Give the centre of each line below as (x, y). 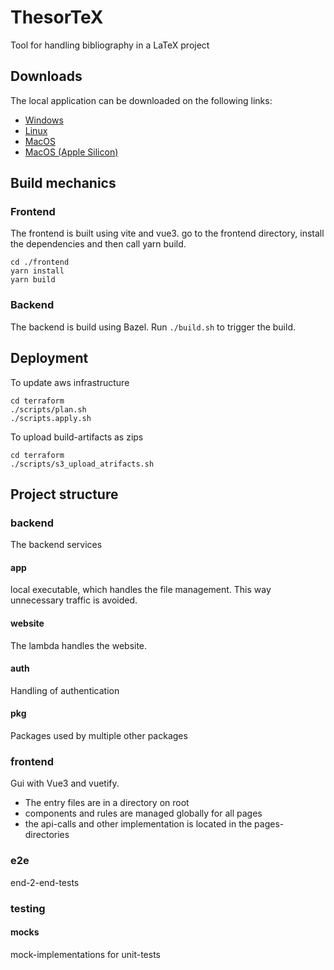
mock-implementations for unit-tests (85, 954)
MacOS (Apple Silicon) (71, 152)
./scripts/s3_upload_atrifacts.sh (82, 464)
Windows (44, 120)
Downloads (46, 76)
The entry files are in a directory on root (107, 803)
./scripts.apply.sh (51, 418)
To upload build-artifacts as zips (77, 437)
